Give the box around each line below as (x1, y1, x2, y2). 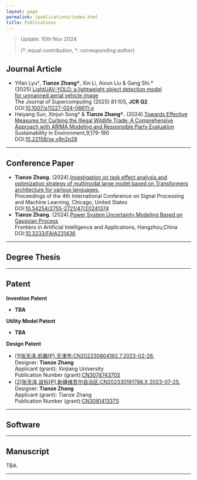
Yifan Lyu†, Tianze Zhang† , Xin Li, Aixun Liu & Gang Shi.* (14, 80, 154, 87)
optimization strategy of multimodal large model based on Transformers (14, 180, 189, 187)
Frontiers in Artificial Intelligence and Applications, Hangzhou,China (14, 224, 178, 231)
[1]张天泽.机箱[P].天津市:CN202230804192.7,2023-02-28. (14, 352, 155, 359)
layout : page (6, 8, 38, 15)
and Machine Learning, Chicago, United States (14, 199, 128, 205)
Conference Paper (6, 158, 74, 168)
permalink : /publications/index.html (6, 14, 98, 20)
